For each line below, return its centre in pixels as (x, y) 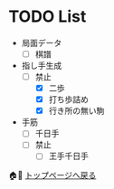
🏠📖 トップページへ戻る (52, 175)
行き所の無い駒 (76, 111)
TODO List (47, 17)
